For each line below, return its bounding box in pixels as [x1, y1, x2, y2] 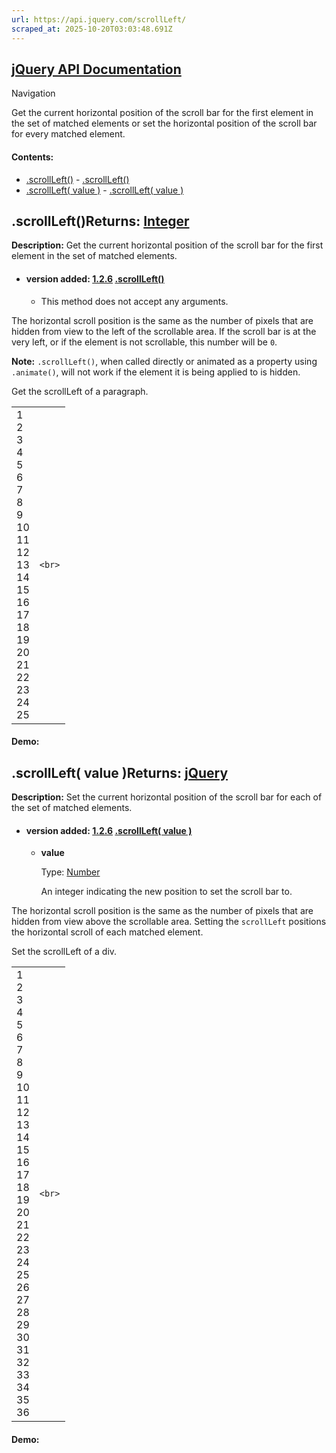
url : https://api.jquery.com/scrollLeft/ [11, 14, 187, 25]
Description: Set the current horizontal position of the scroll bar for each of [11, 791, 323, 803]
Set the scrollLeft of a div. [11, 946, 118, 958]
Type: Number [40, 866, 101, 878]
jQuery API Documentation [11, 61, 182, 78]
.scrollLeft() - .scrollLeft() [25, 173, 130, 185]
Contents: [11, 151, 54, 163]
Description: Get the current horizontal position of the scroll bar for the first [11, 239, 324, 251]
